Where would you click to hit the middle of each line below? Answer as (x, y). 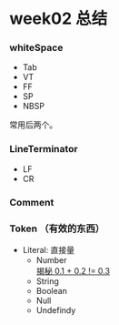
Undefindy (56, 310)
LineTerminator (44, 149)
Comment (32, 202)
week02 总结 (59, 19)
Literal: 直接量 (49, 250)
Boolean (52, 291)
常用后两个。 (33, 125)
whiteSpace (36, 48)
